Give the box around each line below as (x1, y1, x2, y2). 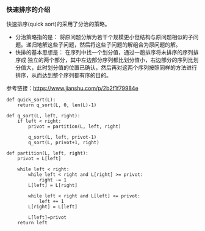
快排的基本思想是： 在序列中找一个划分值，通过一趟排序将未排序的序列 (15, 49, 193, 56)
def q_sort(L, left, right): (6, 113, 81, 119)
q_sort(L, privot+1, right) (28, 139, 99, 146)
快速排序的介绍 (6, 5, 51, 13)
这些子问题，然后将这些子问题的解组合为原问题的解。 (47, 41, 181, 48)
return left (17, 220, 48, 226)
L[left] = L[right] (28, 182, 78, 189)
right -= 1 (38, 177, 67, 183)
